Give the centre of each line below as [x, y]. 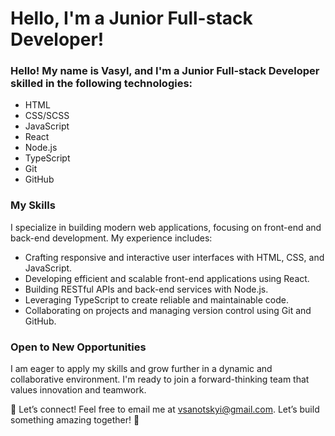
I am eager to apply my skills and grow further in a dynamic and [141, 369]
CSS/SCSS [47, 116]
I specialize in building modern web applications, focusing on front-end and [166, 227]
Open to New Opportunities [78, 347]
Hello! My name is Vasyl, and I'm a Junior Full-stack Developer [165, 71]
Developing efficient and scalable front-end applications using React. [167, 278]
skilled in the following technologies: [101, 84]
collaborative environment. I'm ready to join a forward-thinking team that [160, 379]
